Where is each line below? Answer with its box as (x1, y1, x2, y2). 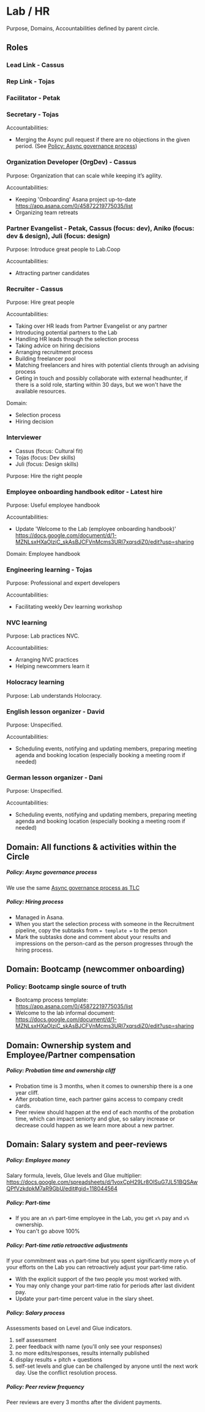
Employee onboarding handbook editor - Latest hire (6, 487, 163, 496)
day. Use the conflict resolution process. (15, 1369, 117, 1376)
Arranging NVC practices (15, 656, 79, 663)
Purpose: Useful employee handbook (6, 501, 100, 509)
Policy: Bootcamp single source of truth (6, 982, 127, 990)
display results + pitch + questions (15, 1356, 103, 1363)
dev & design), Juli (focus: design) (6, 231, 110, 240)
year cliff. (15, 1089, 39, 1096)
